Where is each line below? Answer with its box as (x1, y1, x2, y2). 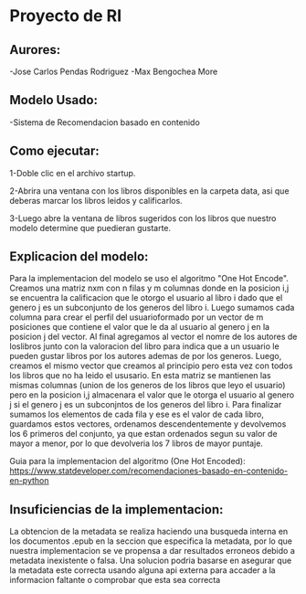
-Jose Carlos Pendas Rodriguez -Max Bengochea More (9, 66, 218, 77)
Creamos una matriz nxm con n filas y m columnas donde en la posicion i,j (9, 282, 290, 293)
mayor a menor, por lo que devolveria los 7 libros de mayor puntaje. (9, 438, 263, 449)
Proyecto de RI (9, 5, 122, 27)
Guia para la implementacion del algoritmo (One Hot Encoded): (9, 456, 247, 467)
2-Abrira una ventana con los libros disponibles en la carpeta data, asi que (9, 185, 290, 196)
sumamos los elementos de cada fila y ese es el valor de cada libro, (9, 408, 265, 420)
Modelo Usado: (9, 92, 99, 108)
